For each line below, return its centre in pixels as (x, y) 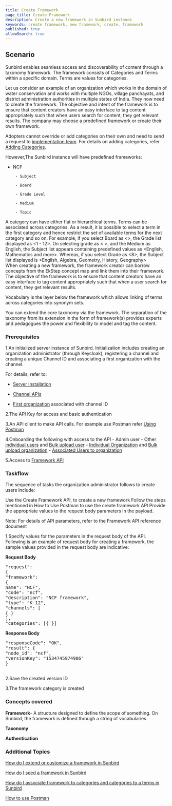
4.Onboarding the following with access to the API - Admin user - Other (81, 439)
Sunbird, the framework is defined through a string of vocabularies (76, 718)
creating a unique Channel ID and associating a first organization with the (83, 359)
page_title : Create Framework (38, 15)
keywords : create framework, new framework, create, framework (74, 24)
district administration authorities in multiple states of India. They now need (85, 99)
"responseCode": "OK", (34, 643)
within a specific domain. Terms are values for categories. (67, 78)
